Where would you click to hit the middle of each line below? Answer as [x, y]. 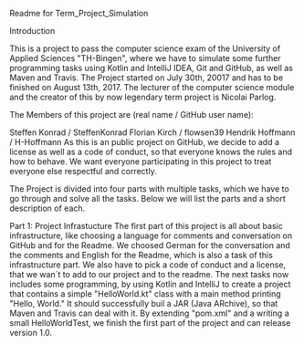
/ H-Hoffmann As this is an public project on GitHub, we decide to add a [145, 142]
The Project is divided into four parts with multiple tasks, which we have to [149, 189]
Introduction [32, 31]
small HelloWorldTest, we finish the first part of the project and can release [150, 323]
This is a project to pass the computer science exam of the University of [145, 48]
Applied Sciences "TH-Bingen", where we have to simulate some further [145, 58]
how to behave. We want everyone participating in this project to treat [141, 162]
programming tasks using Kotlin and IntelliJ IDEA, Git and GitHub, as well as [152, 68]
